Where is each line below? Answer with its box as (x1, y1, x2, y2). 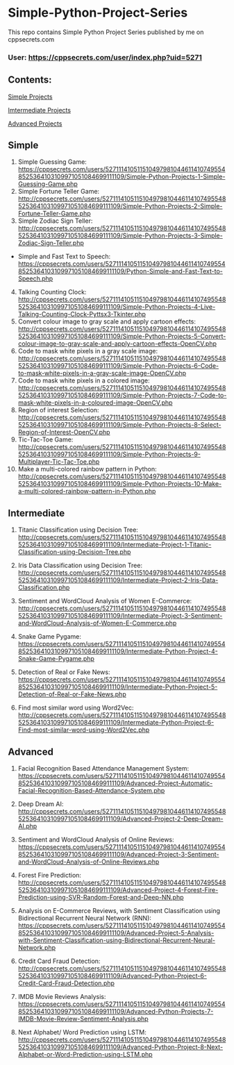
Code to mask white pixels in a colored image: (17, 376, 150, 385)
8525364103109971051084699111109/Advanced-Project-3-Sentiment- (17, 850, 219, 859)
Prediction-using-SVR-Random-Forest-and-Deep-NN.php (17, 894, 184, 902)
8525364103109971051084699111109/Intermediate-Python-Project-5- (17, 682, 218, 691)
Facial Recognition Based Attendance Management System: (17, 764, 190, 773)
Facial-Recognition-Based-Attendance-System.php (17, 787, 165, 795)
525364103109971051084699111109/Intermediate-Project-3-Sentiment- (17, 612, 223, 620)
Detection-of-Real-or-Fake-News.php (17, 690, 127, 698)
